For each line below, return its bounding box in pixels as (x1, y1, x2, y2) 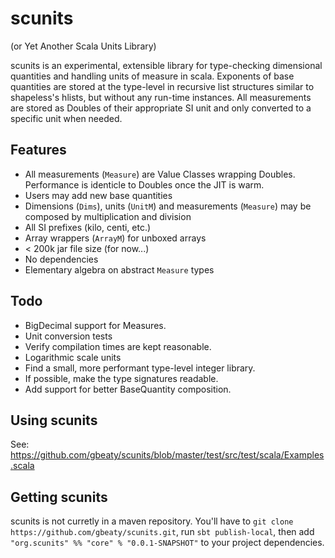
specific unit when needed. (10, 112, 123, 124)
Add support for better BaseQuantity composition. (24, 383, 232, 395)
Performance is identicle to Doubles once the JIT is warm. (24, 178, 265, 191)
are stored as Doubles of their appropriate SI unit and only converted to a (10, 102, 312, 114)
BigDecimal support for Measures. (24, 319, 167, 331)
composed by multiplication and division (24, 210, 192, 222)
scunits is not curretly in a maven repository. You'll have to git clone (10, 515, 294, 527)
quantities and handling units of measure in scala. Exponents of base (10, 70, 295, 82)
